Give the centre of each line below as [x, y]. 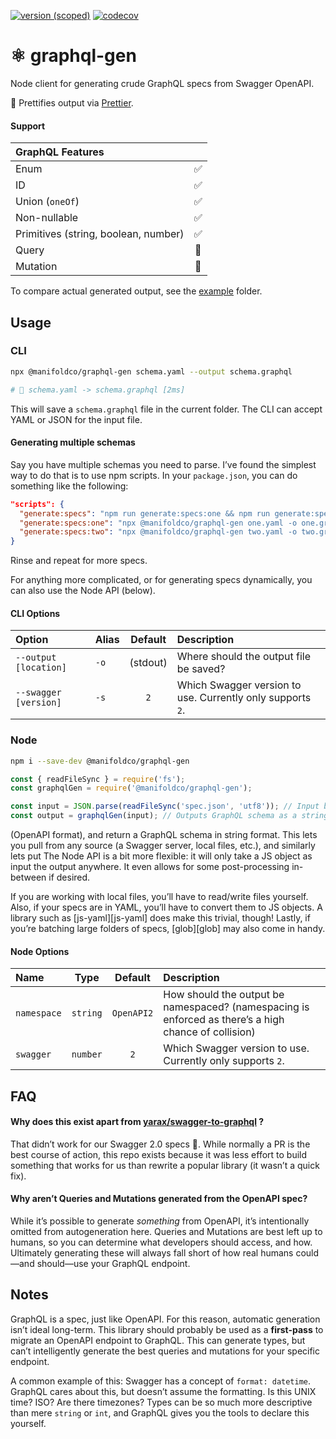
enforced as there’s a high [224, 1020]
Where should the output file [243, 657]
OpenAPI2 [132, 1013]
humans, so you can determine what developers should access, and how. [161, 1242]
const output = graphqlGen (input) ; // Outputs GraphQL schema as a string [169, 816]
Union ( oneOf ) [47, 202]
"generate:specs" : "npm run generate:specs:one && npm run [145, 513]
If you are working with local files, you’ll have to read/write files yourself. [159, 897]
